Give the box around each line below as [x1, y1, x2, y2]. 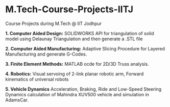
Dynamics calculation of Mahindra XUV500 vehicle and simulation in [5, 91, 150, 97]
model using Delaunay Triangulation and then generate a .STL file [5, 36, 143, 42]
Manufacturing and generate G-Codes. [5, 51, 87, 57]
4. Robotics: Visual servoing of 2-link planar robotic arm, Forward [5, 70, 144, 77]
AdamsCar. [5, 97, 29, 103]
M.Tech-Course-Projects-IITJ [5, 4, 134, 15]
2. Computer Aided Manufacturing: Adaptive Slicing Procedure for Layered [5, 45, 165, 51]
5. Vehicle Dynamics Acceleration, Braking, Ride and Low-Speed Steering [5, 86, 162, 92]
